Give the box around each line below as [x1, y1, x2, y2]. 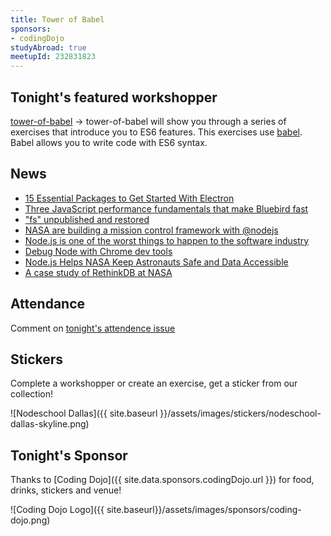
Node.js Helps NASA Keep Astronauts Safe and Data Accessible [24, 256, 289, 268]
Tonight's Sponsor [10, 447, 128, 464]
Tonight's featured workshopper [10, 89, 218, 106]
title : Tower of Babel [10, 14, 105, 25]
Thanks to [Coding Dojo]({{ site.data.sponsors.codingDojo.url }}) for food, [10, 474, 315, 486]
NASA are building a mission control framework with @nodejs [24, 224, 279, 236]
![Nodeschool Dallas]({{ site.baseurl [10, 407, 158, 420]
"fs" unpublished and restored [24, 213, 150, 225]
